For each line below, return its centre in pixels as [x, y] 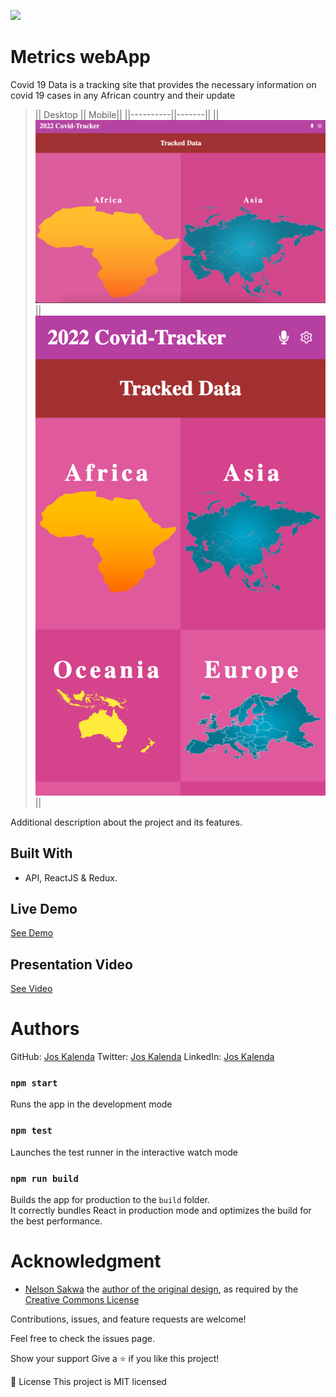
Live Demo [44, 908]
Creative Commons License [82, 1299]
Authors [45, 1029]
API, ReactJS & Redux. [71, 877]
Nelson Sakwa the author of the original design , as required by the [161, 1289]
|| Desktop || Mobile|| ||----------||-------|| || [127, 114]
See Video [31, 989]
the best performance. [56, 1221]
